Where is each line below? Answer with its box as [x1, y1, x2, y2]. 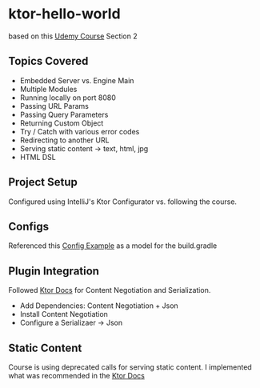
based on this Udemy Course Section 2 [8, 31, 138, 41]
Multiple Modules [19, 84, 78, 94]
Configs [8, 219, 50, 233]
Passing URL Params [19, 101, 90, 110]
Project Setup [8, 175, 78, 189]
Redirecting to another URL [19, 135, 110, 145]
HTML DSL [19, 152, 56, 162]
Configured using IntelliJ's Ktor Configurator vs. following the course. [8, 197, 238, 206]
